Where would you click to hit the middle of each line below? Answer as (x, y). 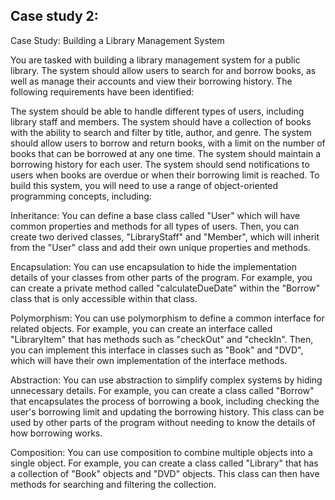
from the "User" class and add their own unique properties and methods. (160, 247)
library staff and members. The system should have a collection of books (161, 121)
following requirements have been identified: (102, 91)
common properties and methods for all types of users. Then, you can (155, 226)
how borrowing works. (56, 433)
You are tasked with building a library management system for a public (155, 60)
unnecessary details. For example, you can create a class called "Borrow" (162, 390)
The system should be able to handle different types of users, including (157, 111)
